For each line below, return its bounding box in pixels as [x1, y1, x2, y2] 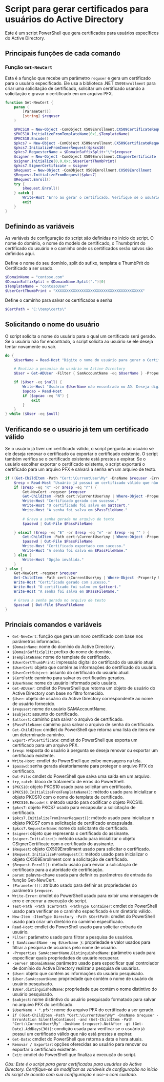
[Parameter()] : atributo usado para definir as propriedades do [12, 882, 138, 888]
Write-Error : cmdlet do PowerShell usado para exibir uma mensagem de [12, 893, 159, 899]
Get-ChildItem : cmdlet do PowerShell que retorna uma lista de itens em [12, 727, 156, 733]
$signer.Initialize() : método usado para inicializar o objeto [12, 836, 136, 842]
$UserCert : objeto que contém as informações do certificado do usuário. [12, 665, 158, 670]
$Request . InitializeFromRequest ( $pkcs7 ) [14, 172, 97, 177]
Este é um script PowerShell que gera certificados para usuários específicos [5, 30, 159, 36]
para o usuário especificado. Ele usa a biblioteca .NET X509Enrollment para [5, 80, 156, 86]
